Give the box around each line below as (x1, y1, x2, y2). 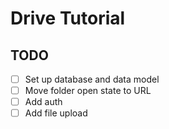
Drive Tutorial (10, 7, 126, 30)
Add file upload (24, 107, 88, 119)
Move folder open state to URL (24, 85, 152, 97)
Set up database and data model (24, 73, 160, 85)
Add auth (24, 96, 63, 108)
